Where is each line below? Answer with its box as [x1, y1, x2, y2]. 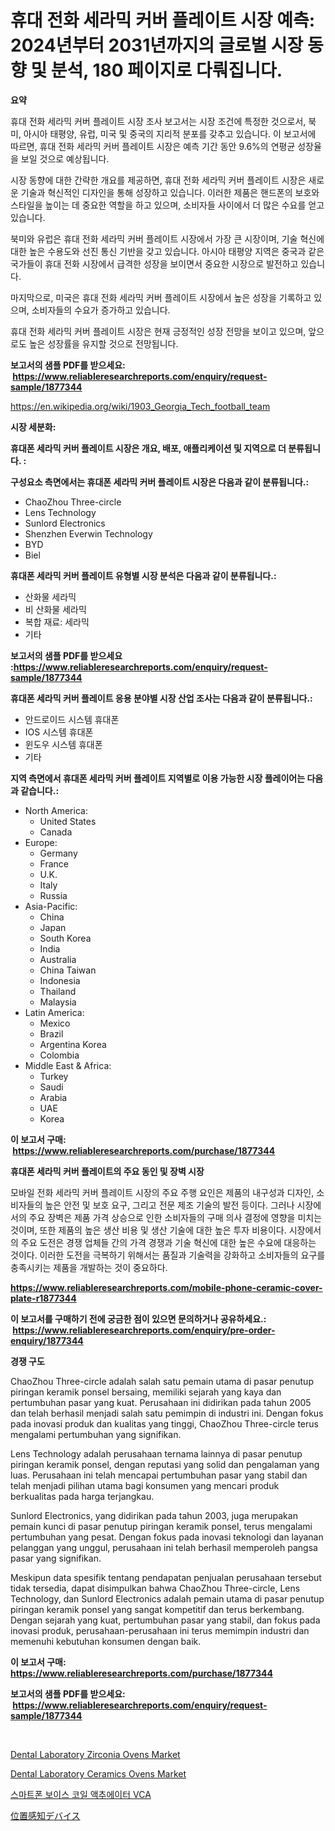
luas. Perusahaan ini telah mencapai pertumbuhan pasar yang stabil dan [10, 1469, 308, 1481]
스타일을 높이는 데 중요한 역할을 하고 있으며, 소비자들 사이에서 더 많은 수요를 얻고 [10, 199, 325, 211]
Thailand [39, 985, 77, 997]
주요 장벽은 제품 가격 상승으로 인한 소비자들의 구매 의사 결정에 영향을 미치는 [28, 1211, 323, 1223]
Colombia [39, 1049, 80, 1061]
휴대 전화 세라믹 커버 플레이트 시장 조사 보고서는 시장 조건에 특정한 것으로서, [10, 115, 307, 127]
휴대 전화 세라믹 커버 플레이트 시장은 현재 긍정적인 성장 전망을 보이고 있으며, [10, 325, 307, 337]
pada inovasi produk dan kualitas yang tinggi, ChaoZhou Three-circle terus [10, 1417, 319, 1430]
